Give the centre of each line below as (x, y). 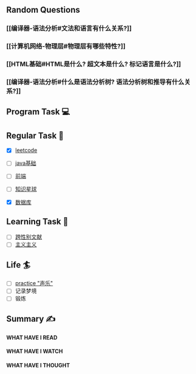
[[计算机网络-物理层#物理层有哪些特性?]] (66, 46)
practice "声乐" (34, 283)
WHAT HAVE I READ (32, 338)
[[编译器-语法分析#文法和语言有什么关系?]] (69, 29)
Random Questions (43, 10)
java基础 (25, 163)
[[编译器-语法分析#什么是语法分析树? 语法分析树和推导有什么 (95, 82)
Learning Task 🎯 (37, 221)
